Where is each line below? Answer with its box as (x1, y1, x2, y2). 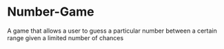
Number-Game (7, 4, 94, 20)
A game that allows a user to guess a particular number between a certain (7, 27, 217, 35)
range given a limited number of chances (7, 33, 124, 42)
